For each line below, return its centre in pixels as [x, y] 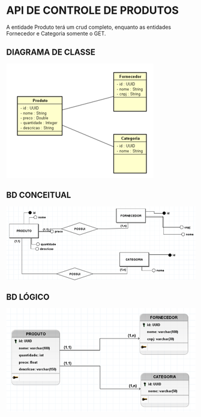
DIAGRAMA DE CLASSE [51, 52]
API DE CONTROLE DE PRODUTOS [92, 10]
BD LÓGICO [28, 297]
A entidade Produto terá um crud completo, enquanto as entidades [89, 27]
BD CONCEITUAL [39, 195]
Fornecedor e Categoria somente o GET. [56, 33]
